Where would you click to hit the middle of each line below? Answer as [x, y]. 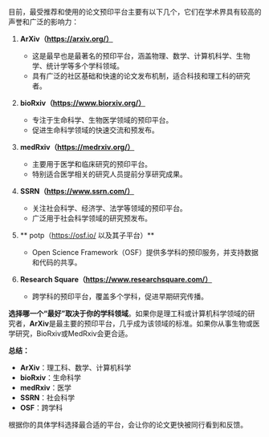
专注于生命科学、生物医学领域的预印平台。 [102, 120]
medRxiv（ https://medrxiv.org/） [77, 147]
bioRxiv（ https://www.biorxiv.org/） [83, 103]
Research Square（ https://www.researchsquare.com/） [116, 279]
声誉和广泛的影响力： [43, 22]
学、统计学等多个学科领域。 [78, 66]
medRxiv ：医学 [46, 388]
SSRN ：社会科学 [47, 398]
